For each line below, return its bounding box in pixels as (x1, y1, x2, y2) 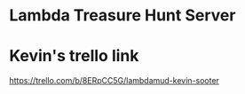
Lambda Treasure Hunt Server (9, 5, 236, 26)
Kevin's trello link (9, 46, 139, 67)
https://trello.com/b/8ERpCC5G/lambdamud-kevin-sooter (9, 75, 220, 86)
